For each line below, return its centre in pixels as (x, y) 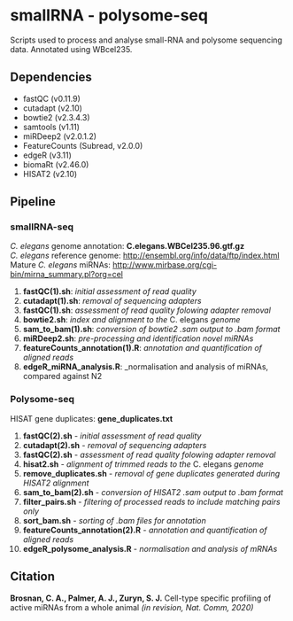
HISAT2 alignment (56, 483)
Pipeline (33, 202)
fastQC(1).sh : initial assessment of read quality (110, 291)
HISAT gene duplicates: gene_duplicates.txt (92, 418)
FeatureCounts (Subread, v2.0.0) (83, 145)
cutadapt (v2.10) (53, 108)
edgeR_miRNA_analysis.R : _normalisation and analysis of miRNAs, (146, 367)
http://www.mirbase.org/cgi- (165, 265)
